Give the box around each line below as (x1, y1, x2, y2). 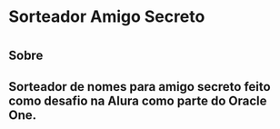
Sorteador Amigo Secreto (8, 6, 205, 27)
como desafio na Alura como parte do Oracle (8, 93, 267, 108)
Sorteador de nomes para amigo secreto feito (8, 79, 271, 94)
